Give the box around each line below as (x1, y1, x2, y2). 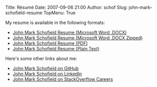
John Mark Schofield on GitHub (12, 66, 79, 71)
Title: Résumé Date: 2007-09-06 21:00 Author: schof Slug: (5, 5, 128, 10)
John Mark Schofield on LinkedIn (12, 71, 82, 77)
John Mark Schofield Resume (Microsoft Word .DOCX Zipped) (12, 35, 143, 41)
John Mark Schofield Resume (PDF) (12, 40, 88, 46)
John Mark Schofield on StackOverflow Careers (12, 76, 113, 82)
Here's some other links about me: (5, 55, 78, 62)
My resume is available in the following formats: (5, 20, 105, 25)
